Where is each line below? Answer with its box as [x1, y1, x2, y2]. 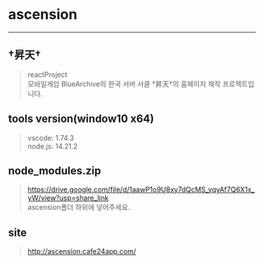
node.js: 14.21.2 [27, 141, 79, 151]
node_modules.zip [8, 163, 101, 178]
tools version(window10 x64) [8, 112, 155, 126]
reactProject [27, 69, 68, 79]
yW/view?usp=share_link [27, 193, 109, 203]
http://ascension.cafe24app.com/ [27, 247, 137, 256]
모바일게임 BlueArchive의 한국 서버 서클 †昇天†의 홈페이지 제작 [27, 79, 222, 88]
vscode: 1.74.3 [27, 133, 75, 142]
